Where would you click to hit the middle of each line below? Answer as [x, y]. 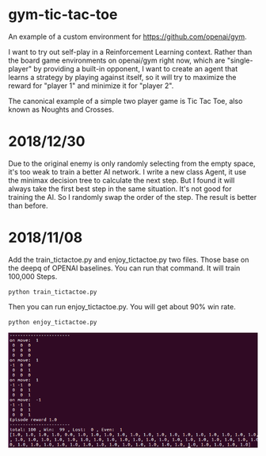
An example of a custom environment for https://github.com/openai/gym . [127, 36]
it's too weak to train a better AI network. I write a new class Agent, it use [127, 171]
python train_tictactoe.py [53, 292]
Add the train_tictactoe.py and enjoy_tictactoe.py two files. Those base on [129, 259]
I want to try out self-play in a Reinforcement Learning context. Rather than [130, 52]
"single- [240, 60]
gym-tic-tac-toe [63, 15]
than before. [28, 205]
